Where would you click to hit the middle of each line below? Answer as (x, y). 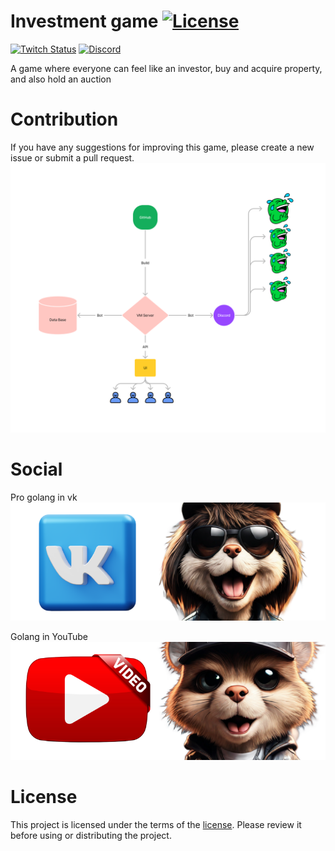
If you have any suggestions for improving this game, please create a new (162, 147)
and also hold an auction (61, 79)
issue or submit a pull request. (72, 157)
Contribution (64, 119)
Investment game (84, 21)
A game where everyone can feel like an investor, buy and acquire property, (166, 68)
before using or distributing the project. (91, 835)
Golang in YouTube (49, 636)
